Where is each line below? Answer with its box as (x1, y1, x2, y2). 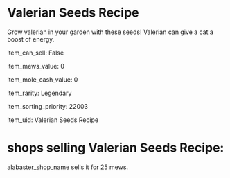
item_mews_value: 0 (7, 62, 64, 70)
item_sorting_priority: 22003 (7, 102, 89, 110)
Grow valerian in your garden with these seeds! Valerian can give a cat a (7, 28, 213, 36)
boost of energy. (7, 35, 55, 43)
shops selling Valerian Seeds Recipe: (7, 140, 224, 156)
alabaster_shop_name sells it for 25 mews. (7, 163, 129, 171)
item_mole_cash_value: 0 (7, 75, 78, 84)
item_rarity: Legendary (7, 89, 72, 97)
